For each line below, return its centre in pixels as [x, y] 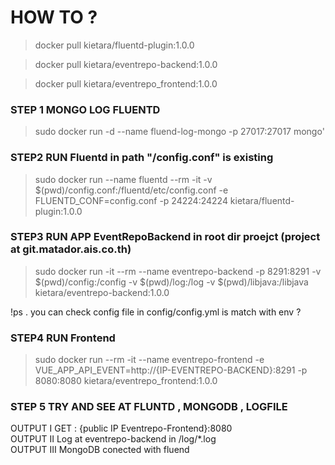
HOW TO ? [54, 17]
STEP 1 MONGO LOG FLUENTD [85, 109]
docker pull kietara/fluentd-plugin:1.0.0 [114, 45]
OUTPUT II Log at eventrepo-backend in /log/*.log [113, 439]
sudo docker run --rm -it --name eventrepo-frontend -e [149, 360]
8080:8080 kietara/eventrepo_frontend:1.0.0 [126, 381]
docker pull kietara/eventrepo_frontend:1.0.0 [126, 83]
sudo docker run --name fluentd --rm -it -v [123, 179]
